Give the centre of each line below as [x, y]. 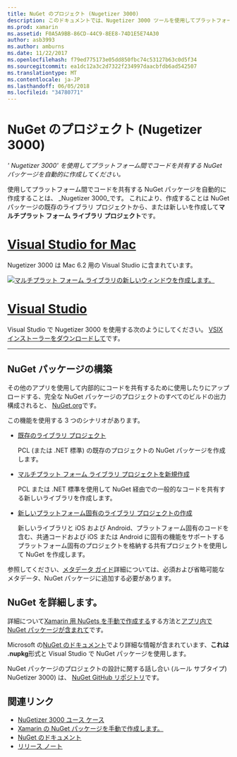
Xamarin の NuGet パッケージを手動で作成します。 [90, 729]
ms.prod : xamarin [33, 27]
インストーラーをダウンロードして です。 [66, 338]
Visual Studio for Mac [72, 245]
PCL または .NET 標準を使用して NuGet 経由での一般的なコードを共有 [119, 489]
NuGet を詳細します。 [55, 603]
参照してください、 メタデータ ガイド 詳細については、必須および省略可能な [116, 569]
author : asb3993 [31, 40]
